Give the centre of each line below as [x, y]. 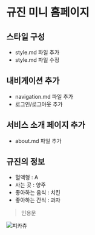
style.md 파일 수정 [37, 60]
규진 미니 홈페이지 [48, 12]
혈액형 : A [27, 177]
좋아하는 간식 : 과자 [38, 200]
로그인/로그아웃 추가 [39, 104]
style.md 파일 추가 [37, 52]
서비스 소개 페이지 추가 [46, 125]
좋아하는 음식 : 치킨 [38, 193]
